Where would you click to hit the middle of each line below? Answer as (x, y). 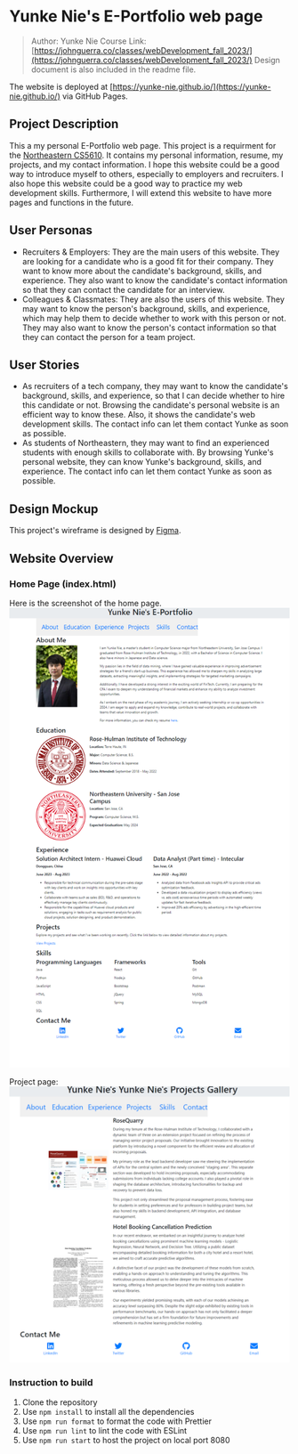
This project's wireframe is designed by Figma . (95, 531)
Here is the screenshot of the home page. (85, 603)
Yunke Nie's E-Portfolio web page (136, 16)
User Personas (51, 230)
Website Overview (61, 558)
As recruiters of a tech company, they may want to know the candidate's (155, 386)
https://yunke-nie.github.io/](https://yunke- (192, 86)
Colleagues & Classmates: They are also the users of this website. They (153, 299)
